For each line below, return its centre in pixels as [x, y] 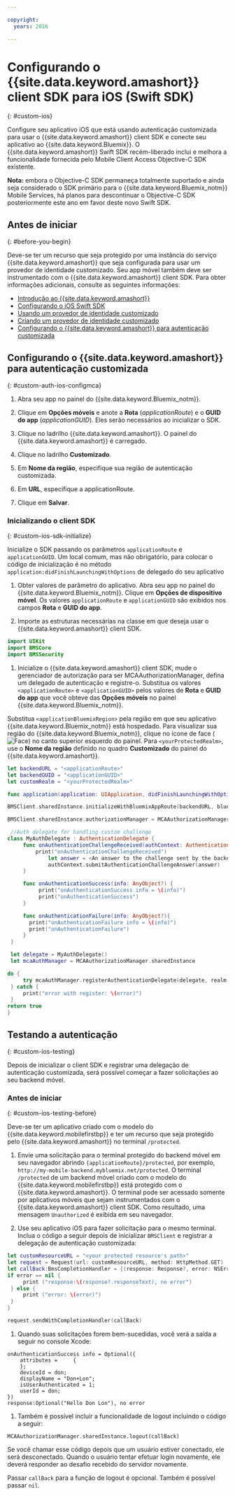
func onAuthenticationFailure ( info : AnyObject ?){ [97, 916]
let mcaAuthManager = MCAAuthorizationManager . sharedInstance [103, 961]
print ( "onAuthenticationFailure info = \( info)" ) [103, 922]
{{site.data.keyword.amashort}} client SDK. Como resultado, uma [111, 1207]
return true [24, 1006]
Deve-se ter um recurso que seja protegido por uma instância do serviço [112, 255]
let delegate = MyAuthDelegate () [59, 955]
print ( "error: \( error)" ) [62, 1295]
